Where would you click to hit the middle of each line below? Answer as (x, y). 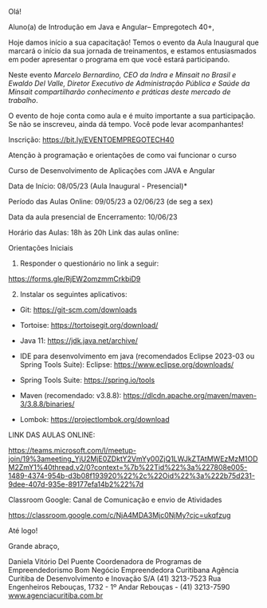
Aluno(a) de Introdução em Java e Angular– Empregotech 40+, (112, 27)
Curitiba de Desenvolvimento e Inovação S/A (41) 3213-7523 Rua (115, 578)
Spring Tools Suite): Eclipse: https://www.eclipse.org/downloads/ (127, 365)
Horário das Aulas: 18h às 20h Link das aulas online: (94, 232)
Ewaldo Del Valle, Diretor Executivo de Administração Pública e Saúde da (129, 83)
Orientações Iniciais (41, 248)
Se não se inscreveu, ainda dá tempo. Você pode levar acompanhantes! (126, 124)
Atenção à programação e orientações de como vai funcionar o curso (122, 155)
